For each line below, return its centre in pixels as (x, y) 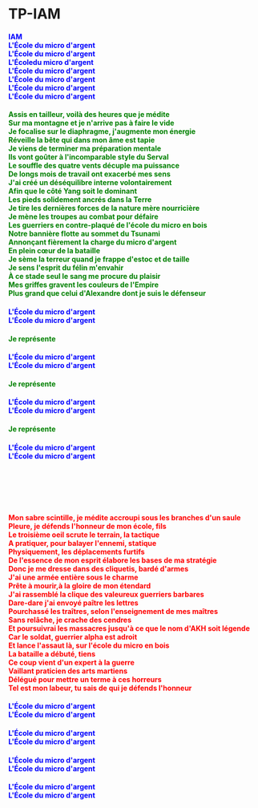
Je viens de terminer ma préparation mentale (85, 148)
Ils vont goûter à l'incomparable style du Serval (89, 157)
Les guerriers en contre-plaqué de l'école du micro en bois (108, 225)
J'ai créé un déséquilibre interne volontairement (90, 183)
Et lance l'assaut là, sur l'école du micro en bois (89, 645)
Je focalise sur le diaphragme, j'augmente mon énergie (102, 131)
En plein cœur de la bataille (54, 251)
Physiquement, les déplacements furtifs (77, 551)
